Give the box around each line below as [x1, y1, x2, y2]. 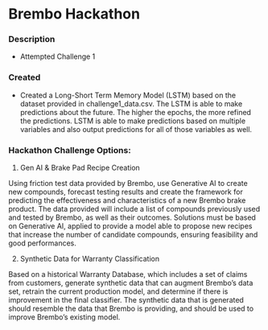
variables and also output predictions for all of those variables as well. [19, 124, 252, 134]
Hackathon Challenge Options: [8, 144, 131, 155]
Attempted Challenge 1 [19, 52, 96, 61]
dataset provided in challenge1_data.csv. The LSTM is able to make [19, 98, 243, 109]
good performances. [8, 238, 76, 248]
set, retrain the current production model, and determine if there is [8, 287, 229, 296]
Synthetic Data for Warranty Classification [19, 254, 159, 264]
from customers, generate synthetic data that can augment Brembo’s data [8, 278, 254, 288]
